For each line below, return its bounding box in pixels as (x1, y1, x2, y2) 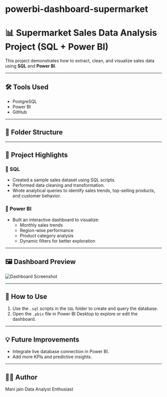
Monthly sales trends (19, 222, 63, 228)
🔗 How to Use (5, 292, 47, 301)
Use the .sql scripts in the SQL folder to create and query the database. (12, 305, 158, 312)
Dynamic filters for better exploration (19, 238, 95, 244)
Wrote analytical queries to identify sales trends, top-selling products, (12, 188, 156, 194)
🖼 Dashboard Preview (5, 258, 76, 266)
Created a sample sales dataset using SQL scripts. (12, 177, 116, 183)
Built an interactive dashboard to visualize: (12, 217, 99, 223)
